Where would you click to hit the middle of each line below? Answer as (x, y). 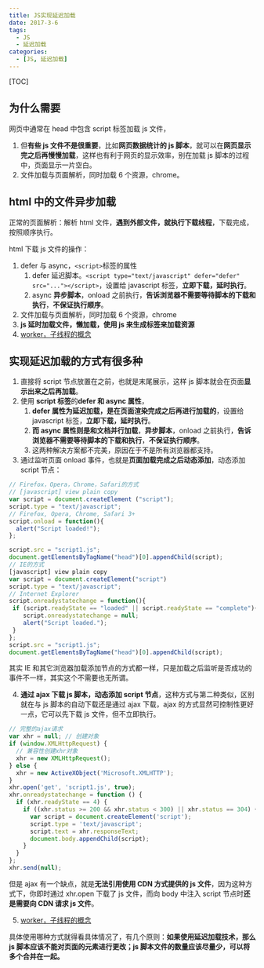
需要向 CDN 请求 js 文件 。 (57, 903)
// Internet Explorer (44, 594)
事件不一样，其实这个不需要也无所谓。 (71, 678)
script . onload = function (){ (56, 521)
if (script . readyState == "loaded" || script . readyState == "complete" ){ (135, 608)
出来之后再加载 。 (55, 391)
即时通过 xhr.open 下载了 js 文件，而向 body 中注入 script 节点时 (139, 893)
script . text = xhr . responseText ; (84, 831)
